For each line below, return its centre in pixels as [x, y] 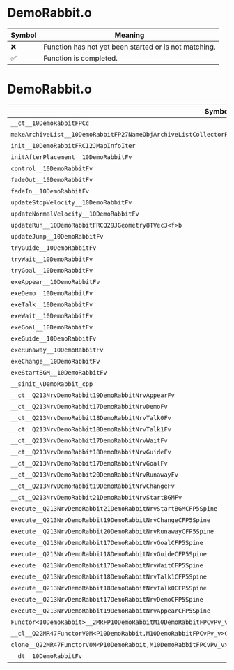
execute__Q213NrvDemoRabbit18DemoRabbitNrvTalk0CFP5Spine [109, 588]
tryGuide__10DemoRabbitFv [54, 248]
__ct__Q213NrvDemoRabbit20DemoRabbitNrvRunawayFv [95, 475]
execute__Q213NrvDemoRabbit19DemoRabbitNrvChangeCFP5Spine [111, 520]
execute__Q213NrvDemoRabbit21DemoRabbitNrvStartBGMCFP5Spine [114, 508]
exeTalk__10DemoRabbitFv [52, 304]
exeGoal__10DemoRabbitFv [52, 327]
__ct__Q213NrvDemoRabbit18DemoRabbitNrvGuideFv [91, 452]
